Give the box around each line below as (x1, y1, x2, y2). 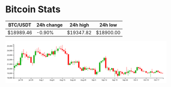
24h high (69, 22, 90, 28)
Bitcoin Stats (5, 4, 61, 15)
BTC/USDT (8, 22, 32, 28)
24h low (99, 22, 117, 28)
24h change (36, 22, 63, 28)
